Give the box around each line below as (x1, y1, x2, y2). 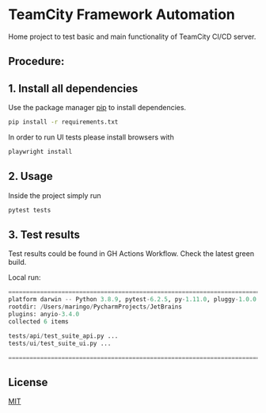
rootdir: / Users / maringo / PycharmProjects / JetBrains (8, 303, 182, 311)
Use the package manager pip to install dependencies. (8, 103, 187, 113)
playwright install (8, 148, 73, 156)
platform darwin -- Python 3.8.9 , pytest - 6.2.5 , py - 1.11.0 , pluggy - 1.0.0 (8, 296, 257, 304)
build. (8, 258, 27, 267)
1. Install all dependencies (8, 82, 139, 95)
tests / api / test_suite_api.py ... (8, 331, 119, 340)
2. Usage (8, 170, 53, 183)
